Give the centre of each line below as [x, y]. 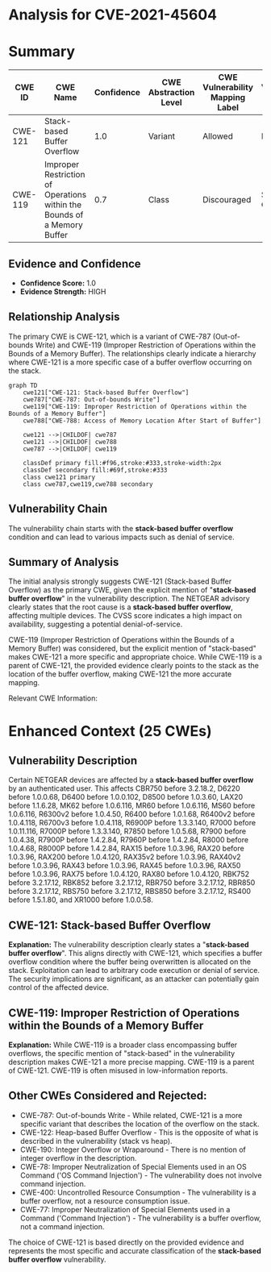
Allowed [218, 136]
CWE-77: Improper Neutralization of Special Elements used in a [125, 1209]
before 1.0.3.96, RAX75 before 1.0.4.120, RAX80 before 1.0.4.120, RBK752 [129, 874]
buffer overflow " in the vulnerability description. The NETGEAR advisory [129, 599]
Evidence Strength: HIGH [63, 291]
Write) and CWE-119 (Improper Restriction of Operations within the [146, 345]
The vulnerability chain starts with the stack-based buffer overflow [121, 528]
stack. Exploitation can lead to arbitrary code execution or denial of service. [134, 971]
